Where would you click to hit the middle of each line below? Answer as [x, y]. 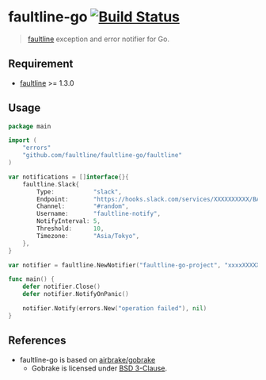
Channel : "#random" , [83, 206]
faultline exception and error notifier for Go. [99, 39]
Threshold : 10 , [70, 229]
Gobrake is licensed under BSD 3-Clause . [99, 368]
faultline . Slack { [51, 184]
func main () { [32, 279]
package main [30, 126]
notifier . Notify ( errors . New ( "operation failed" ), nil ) [115, 309]
